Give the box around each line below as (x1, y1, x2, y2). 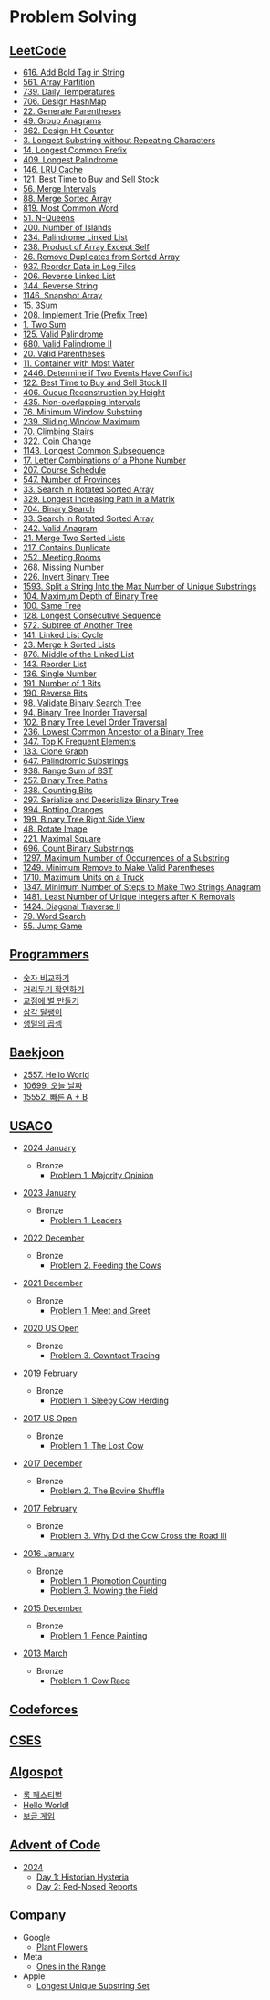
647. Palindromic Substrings (22, 756, 129, 766)
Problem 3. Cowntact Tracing (49, 1350, 161, 1361)
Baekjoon (9, 1045, 65, 1061)
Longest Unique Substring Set (36, 1980, 150, 1991)
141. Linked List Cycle (22, 630, 104, 640)
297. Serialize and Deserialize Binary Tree (22, 794, 180, 805)
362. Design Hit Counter (22, 125, 114, 136)
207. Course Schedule (22, 465, 107, 476)
